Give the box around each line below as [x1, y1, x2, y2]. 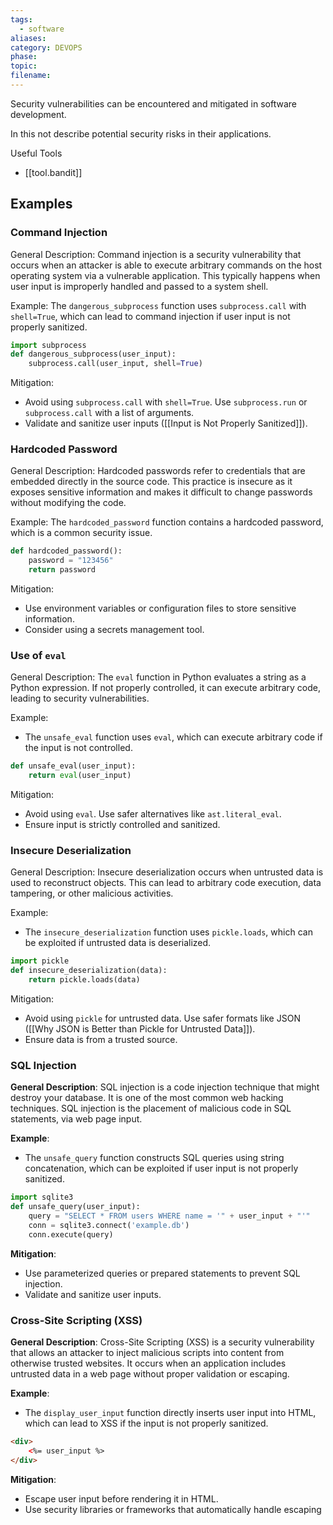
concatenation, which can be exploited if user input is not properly [24, 1162, 299, 1175]
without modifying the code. [10, 497, 127, 509]
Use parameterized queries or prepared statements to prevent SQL [24, 1267, 301, 1279]
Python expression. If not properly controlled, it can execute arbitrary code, [10, 682, 322, 694]
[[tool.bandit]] [24, 166, 83, 178]
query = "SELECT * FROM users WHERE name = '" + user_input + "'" [28, 1211, 311, 1221]
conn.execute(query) [28, 1229, 114, 1240]
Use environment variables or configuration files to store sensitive [24, 602, 297, 615]
